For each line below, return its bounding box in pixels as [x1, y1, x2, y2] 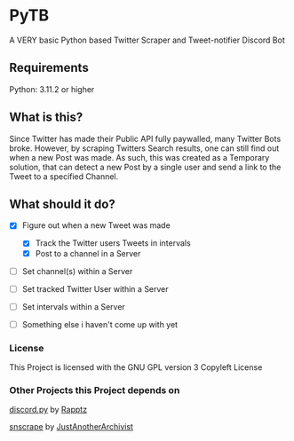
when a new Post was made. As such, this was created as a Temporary [9, 152, 270, 162]
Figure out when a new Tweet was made [21, 220, 171, 231]
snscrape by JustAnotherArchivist [9, 421, 133, 432]
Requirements [9, 60, 89, 75]
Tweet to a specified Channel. [9, 170, 119, 182]
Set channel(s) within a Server [21, 265, 133, 276]
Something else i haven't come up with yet [21, 319, 179, 329]
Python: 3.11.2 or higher [9, 83, 95, 94]
